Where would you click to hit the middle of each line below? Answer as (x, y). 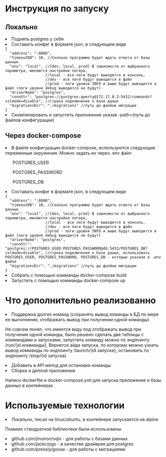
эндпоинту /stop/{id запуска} (36, 356)
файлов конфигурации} (30, 120)
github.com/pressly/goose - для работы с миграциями (69, 449)
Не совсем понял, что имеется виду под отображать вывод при (73, 329)
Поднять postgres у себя (38, 39)
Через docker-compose (43, 136)
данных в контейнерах (29, 385)
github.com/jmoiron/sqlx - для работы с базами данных (70, 439)
